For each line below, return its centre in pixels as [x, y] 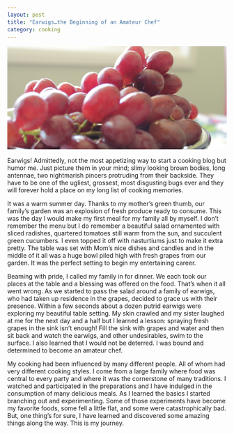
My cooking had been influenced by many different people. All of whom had [116, 364]
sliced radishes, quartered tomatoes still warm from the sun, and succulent [115, 233]
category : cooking [34, 29]
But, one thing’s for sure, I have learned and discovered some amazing [108, 416]
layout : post [26, 15]
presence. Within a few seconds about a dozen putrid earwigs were [104, 306]
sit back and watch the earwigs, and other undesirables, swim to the [105, 336]
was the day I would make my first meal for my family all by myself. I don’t [113, 219]
